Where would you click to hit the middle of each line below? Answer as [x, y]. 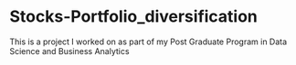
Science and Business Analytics [69, 51]
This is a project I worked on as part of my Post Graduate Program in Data [148, 42]
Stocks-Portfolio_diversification [134, 17]
